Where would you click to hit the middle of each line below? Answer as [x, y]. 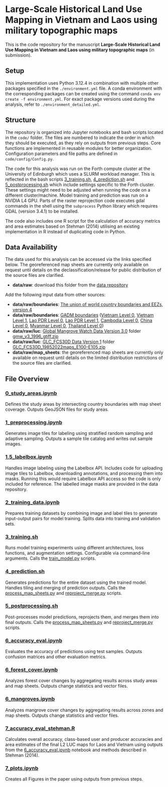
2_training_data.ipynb [33, 502]
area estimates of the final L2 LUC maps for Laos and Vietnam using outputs [84, 745]
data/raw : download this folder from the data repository [70, 285]
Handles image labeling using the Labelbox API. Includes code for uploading [84, 468]
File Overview [27, 379]
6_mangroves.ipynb [30, 699]
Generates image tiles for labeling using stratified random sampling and [79, 433]
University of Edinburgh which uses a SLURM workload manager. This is [80, 174]
